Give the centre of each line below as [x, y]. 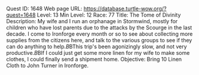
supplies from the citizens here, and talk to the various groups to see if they [99, 40]
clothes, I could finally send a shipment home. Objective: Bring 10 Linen [94, 59]
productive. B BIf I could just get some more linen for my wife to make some [98, 53]
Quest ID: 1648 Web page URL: [44, 9]
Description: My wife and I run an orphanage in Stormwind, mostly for [92, 21]
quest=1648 [21, 15]
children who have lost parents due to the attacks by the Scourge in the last [99, 27]
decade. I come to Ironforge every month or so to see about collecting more [99, 34]
